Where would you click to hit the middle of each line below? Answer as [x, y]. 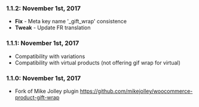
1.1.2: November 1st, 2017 [44, 8]
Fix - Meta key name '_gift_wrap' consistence [71, 22]
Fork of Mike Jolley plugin [47, 91]
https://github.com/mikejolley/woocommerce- [136, 91]
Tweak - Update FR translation [53, 27]
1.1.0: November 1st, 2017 [44, 78]
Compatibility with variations [50, 56]
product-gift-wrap [37, 97]
